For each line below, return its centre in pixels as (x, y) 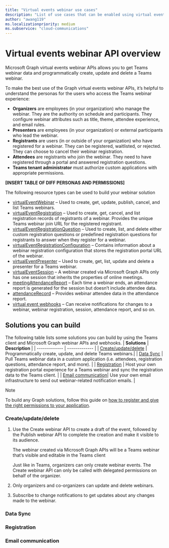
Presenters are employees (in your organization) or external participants (88, 130)
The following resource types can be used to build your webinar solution (80, 193)
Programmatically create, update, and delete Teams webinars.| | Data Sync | (84, 353)
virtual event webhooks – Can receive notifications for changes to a (82, 304)
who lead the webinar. (35, 135)
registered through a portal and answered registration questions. (79, 162)
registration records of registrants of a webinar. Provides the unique (83, 218)
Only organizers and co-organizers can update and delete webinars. (83, 485)
